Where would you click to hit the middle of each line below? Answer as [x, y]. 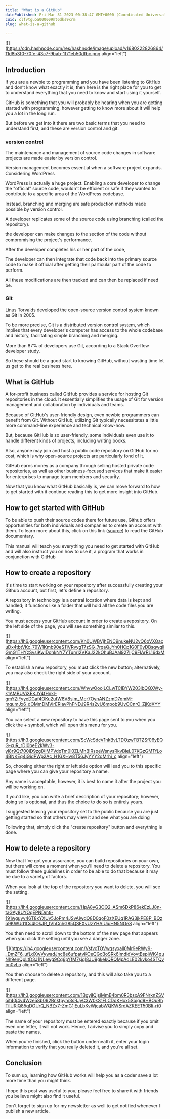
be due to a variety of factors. [36, 876]
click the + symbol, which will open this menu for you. [61, 725]
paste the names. [23, 1032]
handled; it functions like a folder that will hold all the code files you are [79, 606]
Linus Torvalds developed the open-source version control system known [82, 310]
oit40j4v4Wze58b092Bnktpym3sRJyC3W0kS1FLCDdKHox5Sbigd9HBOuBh [84, 1000]
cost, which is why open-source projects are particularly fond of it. [75, 456]
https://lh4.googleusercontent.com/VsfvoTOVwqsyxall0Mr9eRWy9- [82, 948]
